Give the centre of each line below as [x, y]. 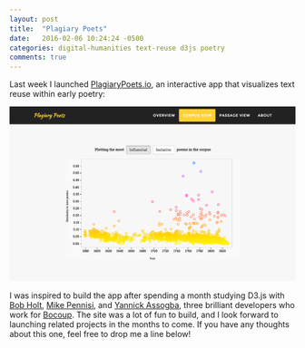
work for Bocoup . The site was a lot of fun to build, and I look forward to [144, 314]
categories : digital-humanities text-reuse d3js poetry [117, 48]
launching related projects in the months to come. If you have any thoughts [150, 324]
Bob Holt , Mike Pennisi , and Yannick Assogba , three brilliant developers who [152, 304]
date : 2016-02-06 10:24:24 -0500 [77, 38]
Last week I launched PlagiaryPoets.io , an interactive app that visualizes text [152, 84]
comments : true [38, 58]
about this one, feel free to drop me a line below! [100, 333]
